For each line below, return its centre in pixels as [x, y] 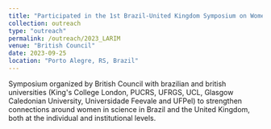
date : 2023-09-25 [38, 53]
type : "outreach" [38, 31]
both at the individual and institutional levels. [82, 118]
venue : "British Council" [52, 46]
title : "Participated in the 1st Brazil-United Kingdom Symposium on [128, 16]
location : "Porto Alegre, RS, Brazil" [73, 61]
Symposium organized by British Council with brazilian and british [117, 83]
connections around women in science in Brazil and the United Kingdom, [129, 109]
